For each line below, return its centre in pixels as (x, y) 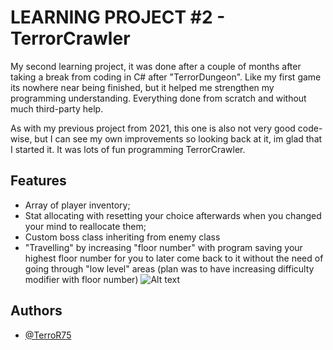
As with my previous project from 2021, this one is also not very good (153, 128)
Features (38, 181)
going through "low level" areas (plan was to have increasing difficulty (169, 268)
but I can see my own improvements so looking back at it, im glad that (178, 138)
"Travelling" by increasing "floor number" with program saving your (163, 247)
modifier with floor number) (81, 279)
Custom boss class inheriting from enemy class (122, 237)
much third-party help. (57, 108)
